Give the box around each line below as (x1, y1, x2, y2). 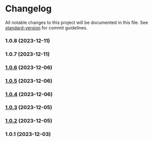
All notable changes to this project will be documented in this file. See (5, 19, 149, 25)
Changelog (5, 3, 52, 14)
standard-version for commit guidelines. (5, 24, 88, 30)
